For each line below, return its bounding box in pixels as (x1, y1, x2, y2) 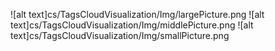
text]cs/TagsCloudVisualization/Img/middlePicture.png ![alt (10, 19, 254, 31)
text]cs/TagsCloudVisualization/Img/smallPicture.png (10, 30, 230, 41)
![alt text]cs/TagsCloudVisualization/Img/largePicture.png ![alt (10, 9, 265, 20)
